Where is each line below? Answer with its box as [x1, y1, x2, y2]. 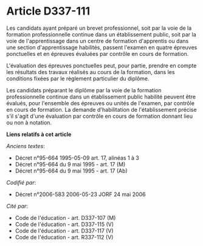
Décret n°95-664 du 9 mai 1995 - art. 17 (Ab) [15, 167, 128, 174]
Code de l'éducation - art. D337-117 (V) [15, 227, 114, 234]
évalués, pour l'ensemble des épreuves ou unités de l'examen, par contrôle [6, 99, 194, 107]
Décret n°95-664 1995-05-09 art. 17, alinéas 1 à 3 [15, 154, 140, 162]
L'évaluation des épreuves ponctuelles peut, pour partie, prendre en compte [6, 62, 197, 69]
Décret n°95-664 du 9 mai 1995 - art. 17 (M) [15, 160, 126, 168]
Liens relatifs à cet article [6, 131, 72, 138]
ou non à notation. [6, 118, 52, 126]
